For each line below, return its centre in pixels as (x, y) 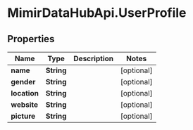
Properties (31, 39)
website (25, 105)
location (25, 93)
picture (23, 116)
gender (23, 82)
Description (94, 59)
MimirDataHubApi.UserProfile (97, 13)
